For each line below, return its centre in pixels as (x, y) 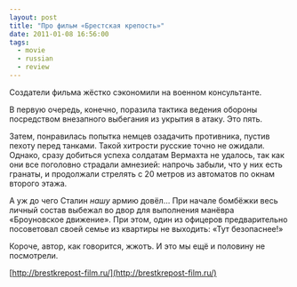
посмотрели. (34, 255)
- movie (32, 51)
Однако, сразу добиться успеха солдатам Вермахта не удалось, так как (147, 155)
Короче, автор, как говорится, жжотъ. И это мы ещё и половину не (137, 246)
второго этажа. (38, 183)
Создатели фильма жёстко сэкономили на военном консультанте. (136, 92)
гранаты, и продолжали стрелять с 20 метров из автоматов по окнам (142, 173)
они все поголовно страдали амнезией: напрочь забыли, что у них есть (146, 164)
